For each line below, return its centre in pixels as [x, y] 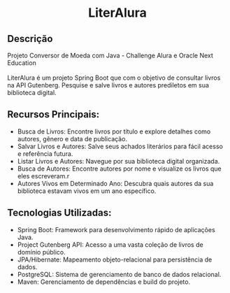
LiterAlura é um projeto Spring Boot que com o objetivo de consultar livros [114, 78]
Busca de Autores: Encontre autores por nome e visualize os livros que [119, 169]
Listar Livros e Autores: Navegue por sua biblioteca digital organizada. [118, 161]
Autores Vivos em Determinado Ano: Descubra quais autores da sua [115, 183]
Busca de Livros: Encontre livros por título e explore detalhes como [114, 131]
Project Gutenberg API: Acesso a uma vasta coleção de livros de [110, 244]
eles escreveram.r [43, 176]
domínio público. [42, 252]
